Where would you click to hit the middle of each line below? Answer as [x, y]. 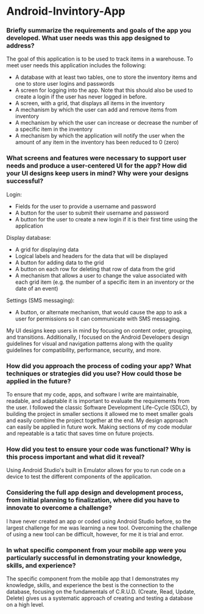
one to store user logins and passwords [65, 84]
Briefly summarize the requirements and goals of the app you [99, 31]
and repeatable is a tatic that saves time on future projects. [80, 434]
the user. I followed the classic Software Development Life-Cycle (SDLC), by [102, 407]
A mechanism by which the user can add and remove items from [96, 110]
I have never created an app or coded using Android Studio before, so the [99, 521]
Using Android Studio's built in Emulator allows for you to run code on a [96, 470]
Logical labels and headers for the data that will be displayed [91, 256]
